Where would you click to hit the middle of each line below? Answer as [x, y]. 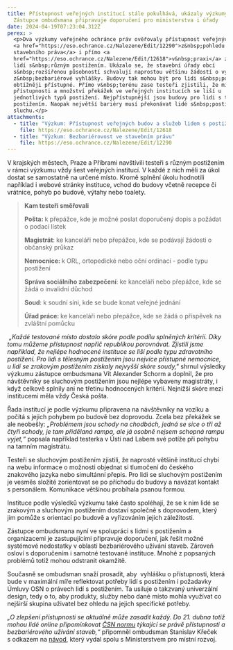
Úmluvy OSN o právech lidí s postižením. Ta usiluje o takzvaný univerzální [113, 589]
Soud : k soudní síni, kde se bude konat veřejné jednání [102, 302]
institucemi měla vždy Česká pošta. [58, 396]
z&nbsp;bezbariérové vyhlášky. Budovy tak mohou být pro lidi [105, 78]
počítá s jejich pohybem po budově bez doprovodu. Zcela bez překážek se [114, 417]
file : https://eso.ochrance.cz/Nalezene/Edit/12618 [96, 130]
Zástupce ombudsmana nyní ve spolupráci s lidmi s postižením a [100, 531]
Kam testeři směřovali [57, 206]
